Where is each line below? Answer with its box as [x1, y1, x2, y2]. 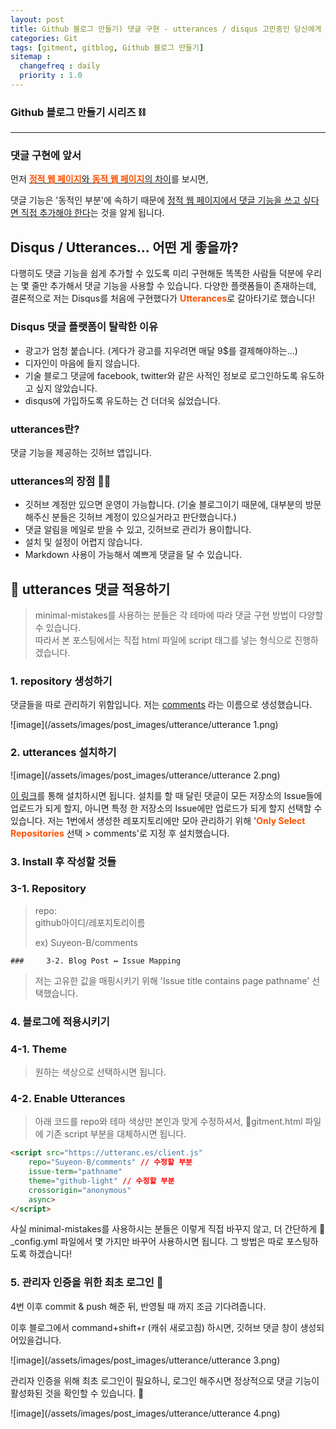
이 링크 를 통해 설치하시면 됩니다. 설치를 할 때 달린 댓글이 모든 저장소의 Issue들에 [10, 789, 323, 801]
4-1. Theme [10, 1042, 68, 1056]
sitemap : [10, 52, 52, 62]
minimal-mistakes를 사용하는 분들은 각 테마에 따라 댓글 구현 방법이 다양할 [34, 609, 324, 621]
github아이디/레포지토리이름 [34, 916, 146, 928]
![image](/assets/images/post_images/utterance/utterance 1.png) [10, 719, 279, 731]
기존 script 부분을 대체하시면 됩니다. [45, 1128, 187, 1140]
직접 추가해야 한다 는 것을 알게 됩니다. [20, 207, 165, 219]
